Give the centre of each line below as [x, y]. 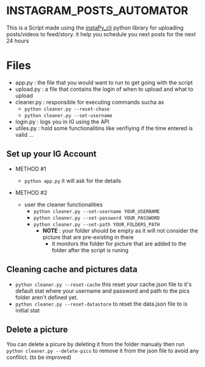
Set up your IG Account [51, 154]
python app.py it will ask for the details [73, 180]
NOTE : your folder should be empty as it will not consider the [120, 230]
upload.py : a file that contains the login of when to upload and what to [104, 89]
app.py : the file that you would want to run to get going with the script [104, 82]
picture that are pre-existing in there [88, 237]
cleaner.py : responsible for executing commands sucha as [89, 102]
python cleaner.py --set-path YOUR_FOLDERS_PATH [97, 225]
